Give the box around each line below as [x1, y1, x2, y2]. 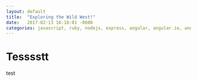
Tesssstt [6, 50, 49, 63]
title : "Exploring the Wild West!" [6, 14, 96, 20]
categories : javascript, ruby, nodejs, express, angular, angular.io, [6, 25, 182, 31]
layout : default [6, 8, 46, 15]
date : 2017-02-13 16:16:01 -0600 [6, 19, 93, 25]
